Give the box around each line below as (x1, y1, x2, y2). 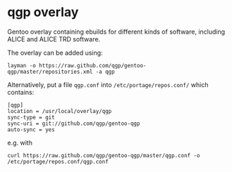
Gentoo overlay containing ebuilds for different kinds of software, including (7, 27, 226, 36)
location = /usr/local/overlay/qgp (7, 107, 112, 114)
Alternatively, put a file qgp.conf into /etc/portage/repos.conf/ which (7, 80, 209, 88)
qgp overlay (7, 4, 79, 20)
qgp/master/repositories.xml (7, 68, 93, 75)
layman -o (7, 62, 37, 69)
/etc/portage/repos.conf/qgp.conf (7, 158, 109, 165)
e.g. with (7, 138, 33, 147)
